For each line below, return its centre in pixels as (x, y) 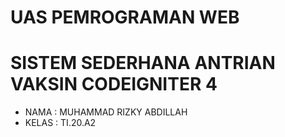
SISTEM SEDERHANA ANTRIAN (143, 63)
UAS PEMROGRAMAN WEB (125, 17)
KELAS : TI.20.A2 (60, 123)
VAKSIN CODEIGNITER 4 (114, 84)
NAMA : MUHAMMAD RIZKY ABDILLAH (106, 112)
